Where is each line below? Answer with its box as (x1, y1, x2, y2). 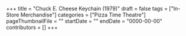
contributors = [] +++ (6, 24, 58, 31)
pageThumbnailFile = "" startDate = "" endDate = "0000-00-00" (6, 18, 162, 24)
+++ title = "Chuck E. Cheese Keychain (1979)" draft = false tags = (6, 5, 168, 12)
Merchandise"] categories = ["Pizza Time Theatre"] (20, 11, 146, 18)
